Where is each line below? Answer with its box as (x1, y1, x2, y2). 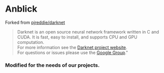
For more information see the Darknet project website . (17, 44, 128, 50)
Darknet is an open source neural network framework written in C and (17, 29, 159, 35)
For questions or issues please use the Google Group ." (17, 50, 128, 55)
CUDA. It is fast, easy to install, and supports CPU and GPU (17, 34, 138, 40)
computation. (17, 39, 44, 45)
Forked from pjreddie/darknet (5, 19, 65, 25)
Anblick (5, 3, 37, 15)
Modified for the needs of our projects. (5, 62, 100, 69)
